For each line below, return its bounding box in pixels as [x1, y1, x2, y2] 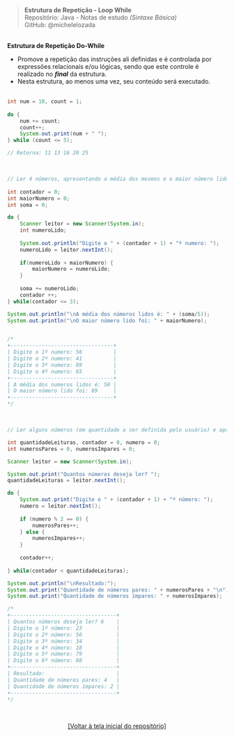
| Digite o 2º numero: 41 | [7, 355, 117, 362]
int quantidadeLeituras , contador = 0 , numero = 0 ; [7, 438, 160, 446]
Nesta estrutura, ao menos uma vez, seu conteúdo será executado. [17, 77, 211, 86]
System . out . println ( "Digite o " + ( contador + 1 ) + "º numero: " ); [19, 239, 220, 246]
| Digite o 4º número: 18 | [7, 644, 120, 651]
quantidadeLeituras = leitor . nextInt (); [7, 477, 127, 484]
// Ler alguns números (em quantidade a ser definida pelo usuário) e [7, 427, 217, 434]
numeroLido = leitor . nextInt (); [19, 246, 114, 253]
